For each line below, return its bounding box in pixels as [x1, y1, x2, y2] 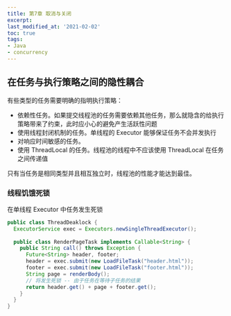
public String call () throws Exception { [19, 244, 141, 252]
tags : [7, 36, 23, 43]
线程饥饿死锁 [7, 188, 51, 198]
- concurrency [7, 49, 49, 56]
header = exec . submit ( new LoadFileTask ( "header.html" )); [25, 258, 194, 265]
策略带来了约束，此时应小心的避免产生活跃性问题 [17, 119, 157, 128]
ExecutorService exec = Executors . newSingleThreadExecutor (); [13, 225, 197, 233]
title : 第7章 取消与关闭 [7, 10, 71, 17]
